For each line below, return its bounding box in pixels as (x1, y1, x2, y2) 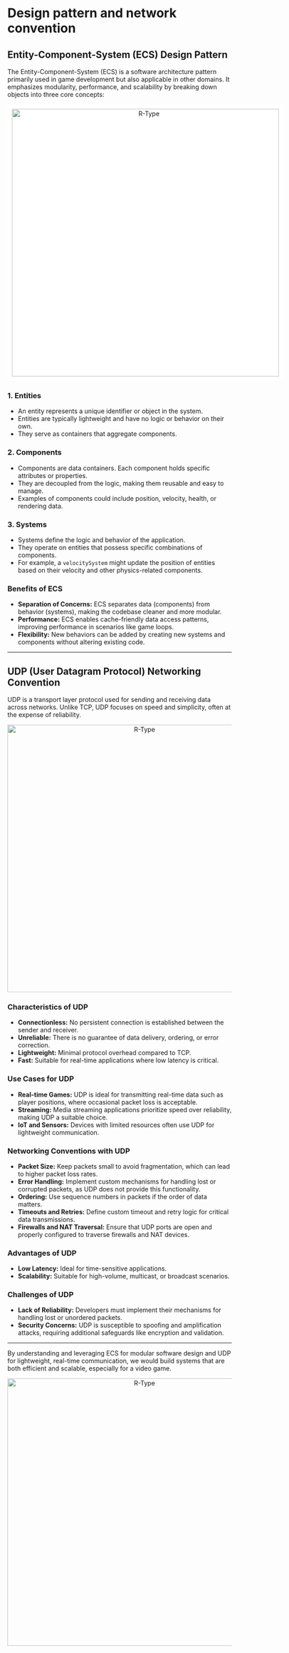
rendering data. (17, 502, 63, 510)
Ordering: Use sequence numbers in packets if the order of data (17, 1192, 208, 1201)
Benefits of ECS (7, 584, 63, 594)
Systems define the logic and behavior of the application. (17, 535, 186, 544)
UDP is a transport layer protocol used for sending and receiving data (7, 696, 211, 703)
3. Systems (7, 519, 48, 529)
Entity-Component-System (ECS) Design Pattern (7, 49, 228, 61)
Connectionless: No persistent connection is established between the (17, 1018, 224, 1027)
